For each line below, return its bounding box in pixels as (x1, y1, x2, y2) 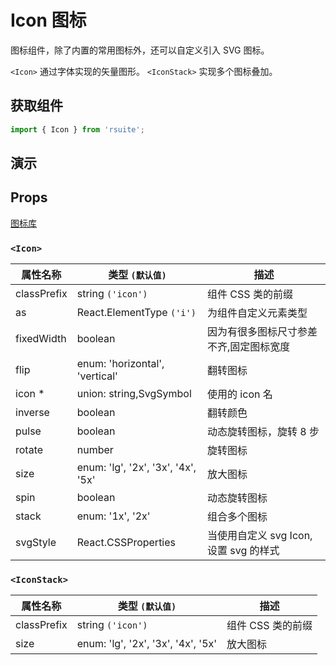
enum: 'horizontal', (76, 357, 165, 371)
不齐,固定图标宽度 (207, 340, 291, 354)
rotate (15, 443, 44, 457)
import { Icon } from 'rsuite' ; (10, 124, 145, 135)
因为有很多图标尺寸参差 (207, 325, 318, 339)
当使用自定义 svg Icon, (207, 529, 313, 543)
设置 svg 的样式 (207, 544, 280, 558)
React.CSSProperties (76, 536, 177, 550)
